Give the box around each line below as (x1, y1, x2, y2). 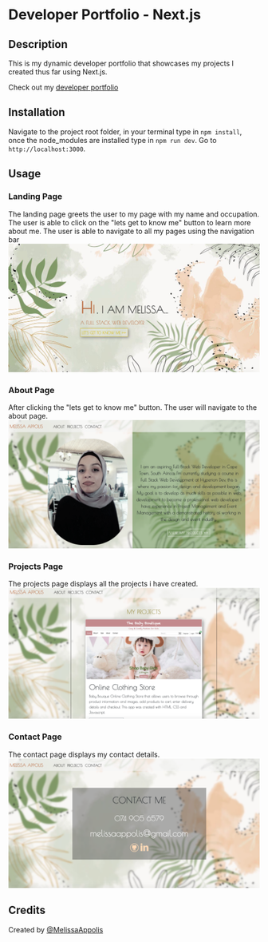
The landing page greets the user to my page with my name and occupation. (8, 209, 260, 219)
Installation (8, 105, 65, 119)
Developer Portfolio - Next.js (8, 6, 202, 24)
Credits (8, 904, 46, 917)
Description (8, 38, 68, 51)
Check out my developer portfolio (8, 82, 119, 92)
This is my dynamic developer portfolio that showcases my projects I (8, 58, 234, 68)
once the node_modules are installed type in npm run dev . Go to (8, 135, 217, 145)
